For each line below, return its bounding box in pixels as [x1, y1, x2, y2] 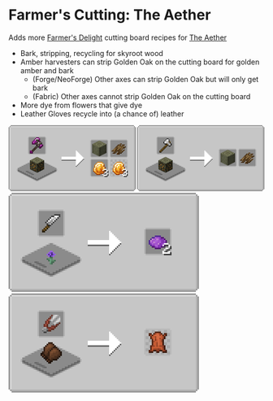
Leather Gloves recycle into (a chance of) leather [19, 108, 184, 119]
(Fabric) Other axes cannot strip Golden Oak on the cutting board [32, 91, 251, 101]
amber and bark [19, 65, 75, 75]
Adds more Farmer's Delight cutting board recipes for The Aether [8, 33, 227, 42]
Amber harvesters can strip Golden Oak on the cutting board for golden [19, 57, 260, 67]
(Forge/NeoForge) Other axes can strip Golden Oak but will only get [32, 74, 259, 84]
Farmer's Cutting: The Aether [8, 6, 211, 24]
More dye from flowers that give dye [19, 100, 143, 110]
